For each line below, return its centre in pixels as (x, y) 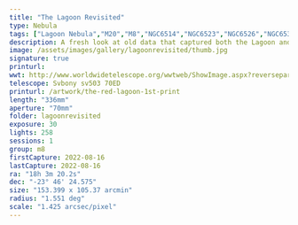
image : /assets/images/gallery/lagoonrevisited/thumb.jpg (118, 50)
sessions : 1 (31, 141)
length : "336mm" (39, 100)
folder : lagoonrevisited (55, 116)
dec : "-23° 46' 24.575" (53, 182)
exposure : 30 (33, 125)
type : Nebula (33, 26)
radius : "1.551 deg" (47, 199)
